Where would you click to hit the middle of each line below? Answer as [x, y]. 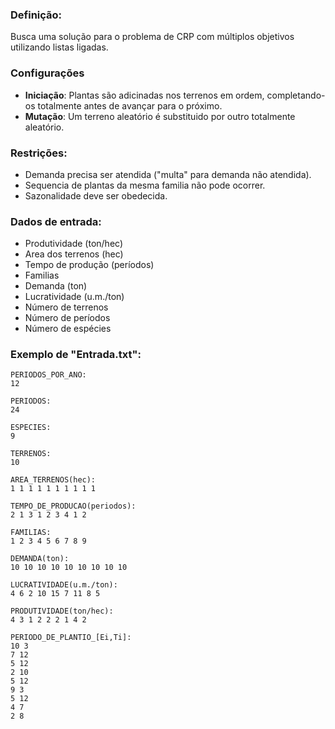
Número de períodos [67, 318]
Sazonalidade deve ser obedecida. [96, 195]
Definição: [36, 15]
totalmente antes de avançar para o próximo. [130, 105]
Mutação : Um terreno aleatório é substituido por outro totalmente [160, 116]
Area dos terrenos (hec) [74, 254]
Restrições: [39, 153]
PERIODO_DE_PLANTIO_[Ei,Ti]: [71, 638]
